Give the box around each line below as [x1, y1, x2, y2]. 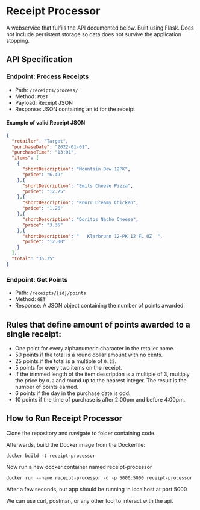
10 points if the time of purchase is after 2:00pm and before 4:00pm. [14, 396, 186, 403]
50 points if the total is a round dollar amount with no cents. [14, 351, 163, 358]
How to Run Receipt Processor [6, 414, 123, 424]
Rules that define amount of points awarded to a [6, 319, 191, 329]
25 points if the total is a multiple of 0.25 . [14, 357, 117, 365]
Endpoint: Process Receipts [6, 72, 89, 81]
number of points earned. [14, 383, 79, 390]
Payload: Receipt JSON [14, 99, 73, 106]
